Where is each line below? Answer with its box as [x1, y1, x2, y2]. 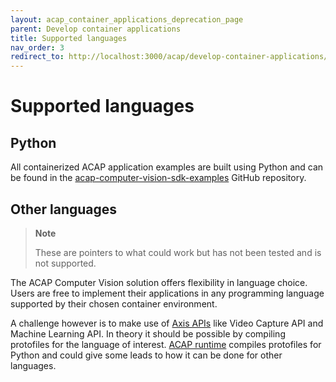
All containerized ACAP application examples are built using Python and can [10, 161, 324, 173]
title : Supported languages [10, 33, 128, 43]
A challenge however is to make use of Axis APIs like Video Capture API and [10, 317, 324, 329]
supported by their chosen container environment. [10, 297, 218, 310]
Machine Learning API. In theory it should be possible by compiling [10, 327, 286, 340]
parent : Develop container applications [10, 24, 182, 34]
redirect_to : [10, 52, 65, 62]
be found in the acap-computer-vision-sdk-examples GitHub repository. [10, 172, 307, 184]
